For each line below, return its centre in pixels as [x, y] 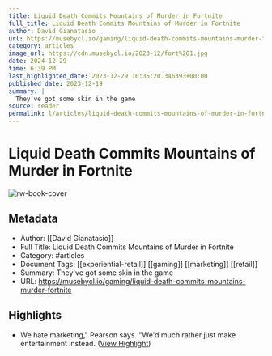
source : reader [34, 106]
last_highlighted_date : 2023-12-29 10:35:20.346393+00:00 [108, 76]
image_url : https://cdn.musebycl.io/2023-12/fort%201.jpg [108, 53]
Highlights [35, 315]
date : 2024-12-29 [38, 61]
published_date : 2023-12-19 [56, 83]
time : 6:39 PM [32, 69]
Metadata [33, 219]
